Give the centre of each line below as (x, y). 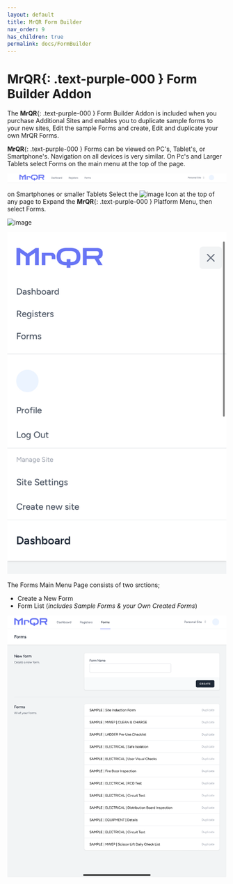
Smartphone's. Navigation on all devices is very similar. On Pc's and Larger (115, 156)
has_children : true (35, 37)
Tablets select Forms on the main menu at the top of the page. (96, 164)
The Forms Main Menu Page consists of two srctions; (83, 585)
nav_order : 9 (26, 29)
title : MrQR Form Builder (45, 22)
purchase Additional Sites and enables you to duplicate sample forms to (110, 121)
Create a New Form (45, 598)
